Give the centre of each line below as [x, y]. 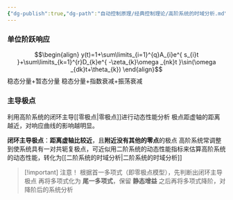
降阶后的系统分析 [49, 190]
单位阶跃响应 [29, 39]
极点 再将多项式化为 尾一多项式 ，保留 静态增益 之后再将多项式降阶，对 [125, 181]
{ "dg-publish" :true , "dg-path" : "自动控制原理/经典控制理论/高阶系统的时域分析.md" [117, 13]
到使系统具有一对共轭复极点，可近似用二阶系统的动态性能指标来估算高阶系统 [116, 149]
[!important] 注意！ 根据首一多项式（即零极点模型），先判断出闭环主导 [123, 172]
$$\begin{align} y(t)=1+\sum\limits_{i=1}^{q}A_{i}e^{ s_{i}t [116, 54]
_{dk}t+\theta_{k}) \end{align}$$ [116, 69]
